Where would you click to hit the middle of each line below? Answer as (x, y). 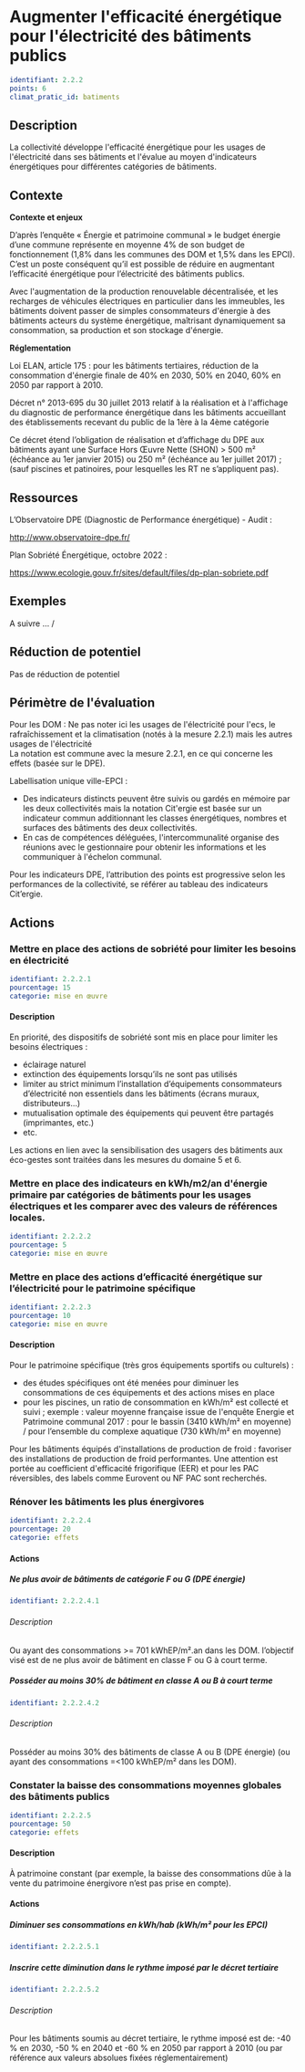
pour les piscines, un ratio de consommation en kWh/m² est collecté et (155, 1402)
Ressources (44, 498)
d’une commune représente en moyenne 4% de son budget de (127, 245)
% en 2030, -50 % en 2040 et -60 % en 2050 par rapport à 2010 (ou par (146, 2048)
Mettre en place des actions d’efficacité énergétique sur (136, 1277)
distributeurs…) (51, 1103)
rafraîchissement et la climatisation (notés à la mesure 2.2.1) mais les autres (151, 734)
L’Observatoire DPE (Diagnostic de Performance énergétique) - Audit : (141, 519)
